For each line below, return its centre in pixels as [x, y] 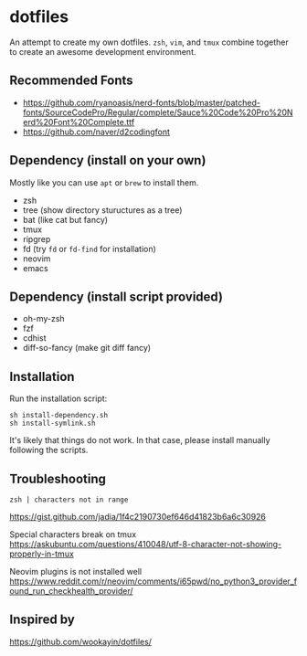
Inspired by [42, 620]
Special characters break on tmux [73, 534]
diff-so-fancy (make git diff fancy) [87, 348]
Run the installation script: [58, 398]
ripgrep [37, 238]
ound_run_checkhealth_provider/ [72, 591]
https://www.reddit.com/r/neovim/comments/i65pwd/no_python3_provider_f [153, 581]
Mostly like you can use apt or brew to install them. [104, 182]
